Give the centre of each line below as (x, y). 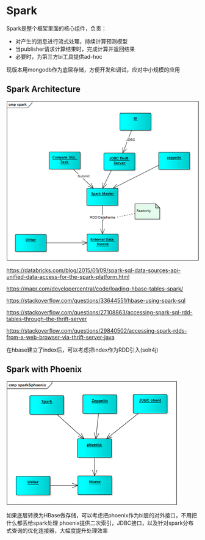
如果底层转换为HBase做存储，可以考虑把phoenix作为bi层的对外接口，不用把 (102, 515)
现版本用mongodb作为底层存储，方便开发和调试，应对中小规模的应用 (93, 69)
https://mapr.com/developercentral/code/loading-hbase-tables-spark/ (95, 289)
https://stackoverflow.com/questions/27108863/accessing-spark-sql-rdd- (100, 312)
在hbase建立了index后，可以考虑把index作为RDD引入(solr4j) (82, 350)
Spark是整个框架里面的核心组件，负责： (56, 28)
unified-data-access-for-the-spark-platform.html (68, 276)
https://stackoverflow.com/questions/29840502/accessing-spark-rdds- (97, 330)
